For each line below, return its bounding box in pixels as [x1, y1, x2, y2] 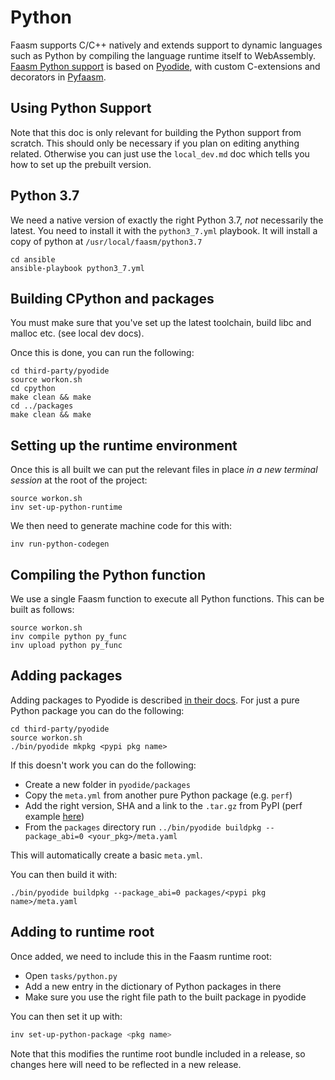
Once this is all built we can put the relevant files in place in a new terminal [10, 464, 318, 476]
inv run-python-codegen [10, 539, 110, 550]
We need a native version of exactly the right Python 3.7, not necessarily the [10, 214, 324, 226]
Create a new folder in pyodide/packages [24, 778, 191, 790]
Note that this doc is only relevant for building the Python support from [10, 126, 302, 138]
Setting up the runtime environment [10, 437, 238, 454]
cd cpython [10, 384, 56, 394]
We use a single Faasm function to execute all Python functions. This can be [10, 593, 325, 605]
